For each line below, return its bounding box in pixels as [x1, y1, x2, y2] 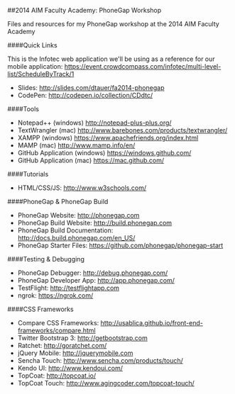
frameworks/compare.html [17, 326, 96, 334]
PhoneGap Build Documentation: [17, 226, 114, 235]
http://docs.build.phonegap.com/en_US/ [17, 234, 136, 242]
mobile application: [7, 62, 63, 70]
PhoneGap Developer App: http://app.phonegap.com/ [17, 276, 175, 284]
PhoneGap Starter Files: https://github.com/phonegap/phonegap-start [17, 241, 224, 249]
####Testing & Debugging [7, 255, 85, 263]
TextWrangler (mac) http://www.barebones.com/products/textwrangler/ [17, 126, 228, 134]
